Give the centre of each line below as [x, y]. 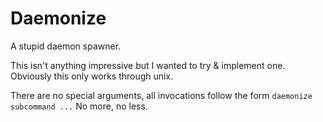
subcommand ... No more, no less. [79, 106]
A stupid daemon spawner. [66, 46]
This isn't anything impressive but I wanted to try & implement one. [148, 65]
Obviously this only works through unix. [92, 76]
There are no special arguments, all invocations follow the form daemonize [161, 95]
